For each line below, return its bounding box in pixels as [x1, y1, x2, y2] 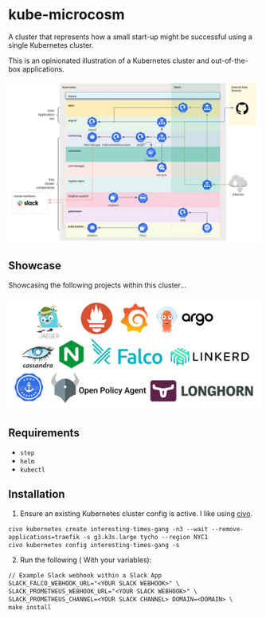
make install [8, 603, 52, 611]
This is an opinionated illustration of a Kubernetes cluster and [8, 56, 209, 65]
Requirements [8, 426, 80, 440]
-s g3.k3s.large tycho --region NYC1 [83, 533, 209, 541]
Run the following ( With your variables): [19, 555, 152, 565]
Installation [8, 487, 65, 501]
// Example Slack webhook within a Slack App [8, 571, 162, 579]
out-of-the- [210, 56, 248, 65]
